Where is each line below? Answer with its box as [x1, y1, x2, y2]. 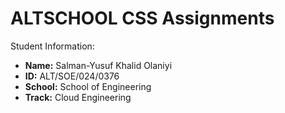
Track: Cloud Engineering [24, 91, 132, 103]
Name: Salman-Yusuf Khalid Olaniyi [24, 59, 173, 71]
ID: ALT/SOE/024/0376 [24, 70, 120, 82]
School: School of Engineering [24, 80, 152, 92]
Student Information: [10, 40, 95, 52]
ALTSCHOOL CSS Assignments [10, 7, 275, 30]
